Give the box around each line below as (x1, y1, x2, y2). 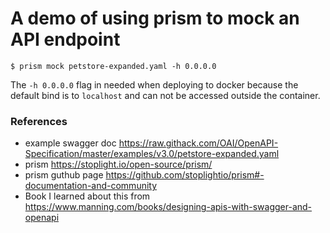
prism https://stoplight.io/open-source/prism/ (24, 158, 213, 171)
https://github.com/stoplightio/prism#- (105, 169, 265, 181)
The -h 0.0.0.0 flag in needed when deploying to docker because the (10, 78, 299, 91)
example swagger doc (24, 137, 117, 149)
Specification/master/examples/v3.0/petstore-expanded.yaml (24, 148, 280, 160)
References (10, 114, 68, 128)
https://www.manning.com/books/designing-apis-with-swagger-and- (24, 201, 313, 213)
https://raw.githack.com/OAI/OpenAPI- (118, 137, 279, 149)
